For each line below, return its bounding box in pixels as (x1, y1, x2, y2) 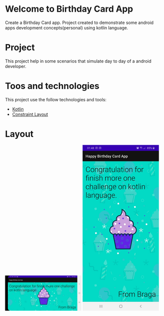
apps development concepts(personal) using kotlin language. (5, 24, 128, 30)
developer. (5, 63, 27, 69)
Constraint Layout (12, 111, 48, 117)
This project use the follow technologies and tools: (5, 96, 106, 102)
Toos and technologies (5, 81, 100, 91)
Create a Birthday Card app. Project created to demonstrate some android (5, 20, 154, 25)
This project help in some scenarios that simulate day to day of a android (5, 58, 152, 64)
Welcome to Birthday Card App (5, 3, 133, 15)
